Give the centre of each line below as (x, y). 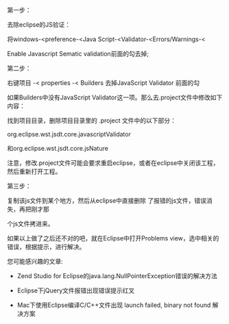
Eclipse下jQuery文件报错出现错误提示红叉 (76, 290)
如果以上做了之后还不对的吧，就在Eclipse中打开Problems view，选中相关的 (113, 238)
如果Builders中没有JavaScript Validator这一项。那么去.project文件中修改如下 (115, 97)
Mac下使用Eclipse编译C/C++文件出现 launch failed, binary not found (114, 305)
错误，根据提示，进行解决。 (46, 247)
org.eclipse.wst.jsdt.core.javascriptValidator (69, 134)
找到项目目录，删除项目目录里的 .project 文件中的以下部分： (92, 121)
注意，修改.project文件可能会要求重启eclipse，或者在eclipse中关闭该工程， (113, 163)
